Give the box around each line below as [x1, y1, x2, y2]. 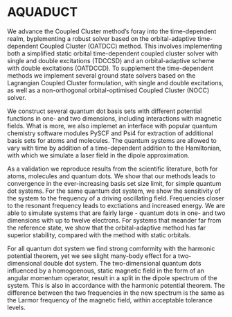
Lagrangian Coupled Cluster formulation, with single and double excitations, [7, 78, 224, 87]
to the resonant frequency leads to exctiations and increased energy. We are [7, 201, 226, 209]
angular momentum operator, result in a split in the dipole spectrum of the [7, 273, 217, 282]
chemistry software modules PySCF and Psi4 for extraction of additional [7, 129, 213, 137]
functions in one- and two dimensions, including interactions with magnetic [7, 114, 222, 122]
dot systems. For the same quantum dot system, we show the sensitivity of [7, 187, 221, 195]
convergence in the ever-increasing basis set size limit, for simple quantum [7, 179, 222, 187]
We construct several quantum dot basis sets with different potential [7, 107, 202, 115]
